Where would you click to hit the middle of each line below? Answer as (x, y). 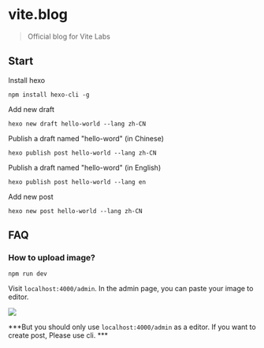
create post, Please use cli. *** (58, 335)
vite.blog (38, 15)
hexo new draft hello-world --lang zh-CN (77, 124)
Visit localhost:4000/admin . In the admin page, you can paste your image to (131, 289)
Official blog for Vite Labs (69, 36)
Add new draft (32, 109)
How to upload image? (52, 258)
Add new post (31, 196)
